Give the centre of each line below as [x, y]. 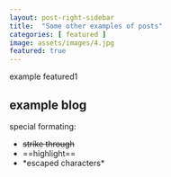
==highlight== [49, 153]
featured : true [38, 51]
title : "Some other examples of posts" [86, 26]
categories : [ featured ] [58, 34]
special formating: [43, 126]
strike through [48, 144]
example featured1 [44, 76]
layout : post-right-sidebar [62, 18]
